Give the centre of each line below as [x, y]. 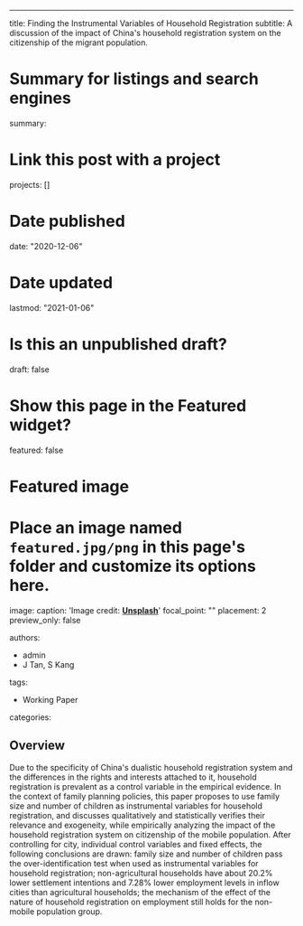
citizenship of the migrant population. [79, 42]
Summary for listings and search [134, 79]
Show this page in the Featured [128, 405]
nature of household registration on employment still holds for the [131, 902]
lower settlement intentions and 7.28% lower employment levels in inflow [144, 883]
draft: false [29, 369]
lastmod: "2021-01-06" [52, 307]
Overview [37, 746]
